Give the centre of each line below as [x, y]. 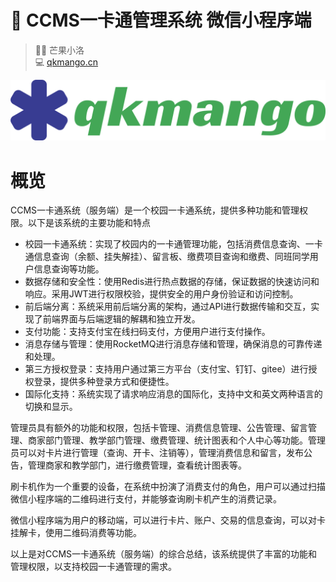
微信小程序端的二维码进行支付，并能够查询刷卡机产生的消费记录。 [146, 499]
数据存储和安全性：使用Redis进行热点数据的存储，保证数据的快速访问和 [172, 282]
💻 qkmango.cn [66, 62]
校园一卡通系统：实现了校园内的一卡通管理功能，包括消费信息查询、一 [169, 244]
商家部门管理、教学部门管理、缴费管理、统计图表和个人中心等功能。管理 [176, 440]
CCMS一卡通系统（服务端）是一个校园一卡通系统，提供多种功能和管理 [155, 210]
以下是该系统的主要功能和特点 [89, 223]
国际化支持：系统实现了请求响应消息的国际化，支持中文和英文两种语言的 [173, 394]
